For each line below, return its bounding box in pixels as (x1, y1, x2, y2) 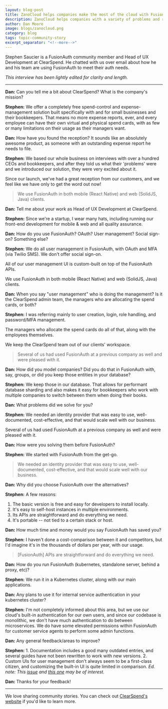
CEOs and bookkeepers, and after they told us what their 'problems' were (5, 160, 156, 166)
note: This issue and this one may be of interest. (5, 669, 105, 675)
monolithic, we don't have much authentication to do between (5, 617, 132, 623)
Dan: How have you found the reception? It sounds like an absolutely (5, 135, 147, 141)
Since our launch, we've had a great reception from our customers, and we (5, 175, 160, 181)
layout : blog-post (5, 7, 43, 13)
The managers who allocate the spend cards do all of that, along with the (5, 326, 156, 332)
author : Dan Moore (5, 21, 43, 27)
